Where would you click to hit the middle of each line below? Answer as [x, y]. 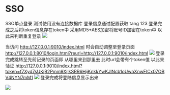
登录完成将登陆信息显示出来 [69, 77]
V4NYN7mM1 [19, 77]
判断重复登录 [27, 36]
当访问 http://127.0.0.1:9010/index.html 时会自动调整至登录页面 [70, 46]
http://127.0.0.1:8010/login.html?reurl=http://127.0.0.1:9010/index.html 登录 [85, 53]
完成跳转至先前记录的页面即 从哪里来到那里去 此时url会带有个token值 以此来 [85, 59]
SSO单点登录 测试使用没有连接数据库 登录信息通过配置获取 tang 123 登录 [81, 23]
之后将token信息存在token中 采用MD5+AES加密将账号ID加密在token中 [83, 30]
